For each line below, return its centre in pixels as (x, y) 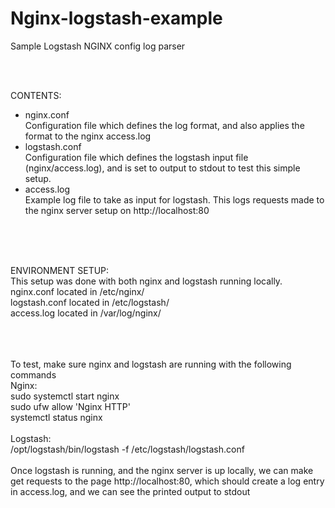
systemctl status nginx (56, 417)
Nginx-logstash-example (116, 18)
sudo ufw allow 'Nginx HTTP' (71, 406)
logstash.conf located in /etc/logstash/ (90, 302)
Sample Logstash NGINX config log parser (98, 46)
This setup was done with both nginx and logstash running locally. (146, 281)
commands (33, 374)
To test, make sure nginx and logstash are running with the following (151, 364)
